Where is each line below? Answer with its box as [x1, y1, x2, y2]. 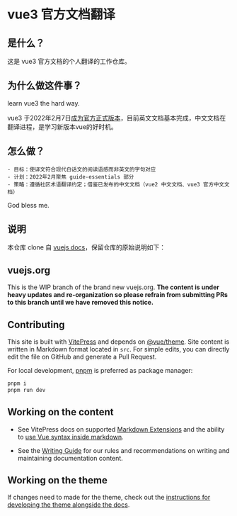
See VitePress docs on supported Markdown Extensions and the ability [17, 425, 225, 433]
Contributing [7, 318, 65, 330]
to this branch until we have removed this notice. [7, 298, 154, 307]
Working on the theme [7, 474, 108, 486]
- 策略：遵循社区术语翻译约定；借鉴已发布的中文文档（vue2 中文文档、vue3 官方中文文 [7, 181, 230, 188]
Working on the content [7, 406, 114, 418]
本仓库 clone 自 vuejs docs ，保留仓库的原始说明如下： [7, 243, 166, 252]
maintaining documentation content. [17, 454, 124, 462]
